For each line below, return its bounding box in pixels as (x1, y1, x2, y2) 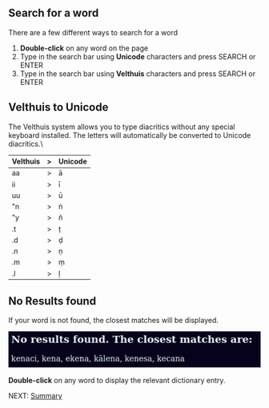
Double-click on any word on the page (19, 43, 149, 53)
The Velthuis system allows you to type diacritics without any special (8, 122, 235, 131)
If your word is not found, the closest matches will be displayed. (8, 315, 219, 325)
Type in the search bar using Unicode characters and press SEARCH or (19, 51, 256, 61)
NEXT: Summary (8, 390, 62, 400)
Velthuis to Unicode (8, 100, 109, 115)
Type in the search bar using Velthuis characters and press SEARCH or (19, 68, 256, 79)
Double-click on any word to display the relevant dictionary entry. (8, 375, 226, 385)
